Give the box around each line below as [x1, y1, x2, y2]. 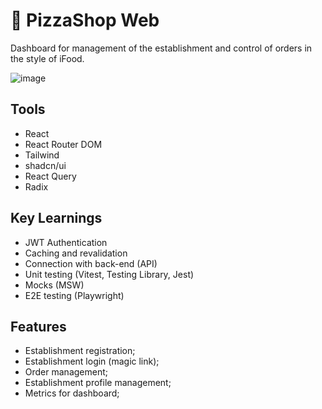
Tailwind [24, 149, 60, 161]
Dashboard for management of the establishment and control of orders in [10, 42, 313, 54]
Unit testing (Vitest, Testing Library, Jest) [24, 268, 195, 280]
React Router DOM [24, 138, 103, 150]
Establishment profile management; [24, 377, 172, 389]
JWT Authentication [24, 236, 108, 248]
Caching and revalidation [24, 247, 128, 259]
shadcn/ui [24, 159, 67, 171]
